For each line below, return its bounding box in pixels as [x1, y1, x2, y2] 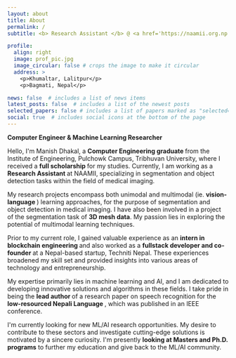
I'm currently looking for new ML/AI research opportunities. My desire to [7, 320, 216, 329]
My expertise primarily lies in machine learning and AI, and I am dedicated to [7, 277, 229, 285]
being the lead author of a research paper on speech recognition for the [7, 292, 216, 300]
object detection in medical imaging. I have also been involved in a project [7, 205, 221, 213]
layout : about [7, 10, 49, 18]
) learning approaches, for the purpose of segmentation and [36, 197, 211, 206]
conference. [7, 307, 43, 315]
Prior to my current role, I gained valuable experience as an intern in [7, 233, 205, 242]
